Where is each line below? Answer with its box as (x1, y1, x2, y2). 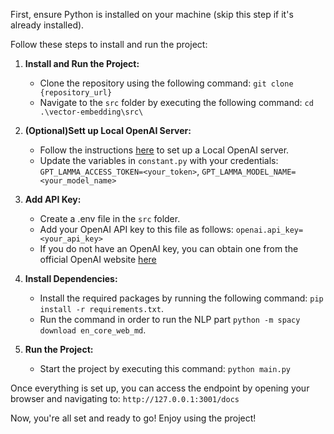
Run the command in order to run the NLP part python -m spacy (39, 314, 301, 325)
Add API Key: (24, 194, 82, 205)
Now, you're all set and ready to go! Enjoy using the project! (10, 412, 257, 424)
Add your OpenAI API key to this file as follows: (39, 224, 234, 235)
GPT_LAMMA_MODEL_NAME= (201, 167, 297, 177)
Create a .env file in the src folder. (39, 213, 181, 224)
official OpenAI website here (39, 254, 157, 265)
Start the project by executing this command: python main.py (39, 363, 292, 374)
